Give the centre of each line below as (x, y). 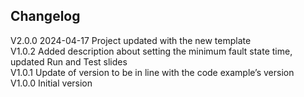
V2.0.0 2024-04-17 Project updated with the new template (131, 40)
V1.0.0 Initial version (51, 83)
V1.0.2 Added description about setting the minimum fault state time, (151, 51)
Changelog (45, 16)
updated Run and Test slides (69, 61)
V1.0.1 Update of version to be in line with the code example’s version (152, 72)
